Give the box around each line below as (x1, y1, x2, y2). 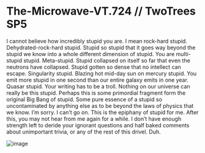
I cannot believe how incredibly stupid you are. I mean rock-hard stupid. (6, 37, 188, 44)
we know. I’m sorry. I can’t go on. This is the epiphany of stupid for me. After (6, 109, 199, 116)
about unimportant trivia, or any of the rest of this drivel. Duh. (6, 128, 161, 135)
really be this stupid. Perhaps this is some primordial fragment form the (6, 89, 186, 96)
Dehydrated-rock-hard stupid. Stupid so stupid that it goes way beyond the (6, 44, 196, 51)
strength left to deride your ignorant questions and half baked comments (6, 121, 190, 129)
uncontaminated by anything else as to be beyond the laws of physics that (6, 102, 194, 109)
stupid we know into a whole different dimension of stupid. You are (6, 50, 175, 57)
